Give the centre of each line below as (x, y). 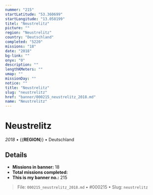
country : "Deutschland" (30, 38)
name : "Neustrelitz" (26, 102)
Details (16, 155)
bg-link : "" (17, 56)
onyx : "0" (15, 60)
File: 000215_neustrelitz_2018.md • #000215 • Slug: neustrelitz (82, 187)
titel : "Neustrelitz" (27, 23)
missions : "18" (21, 46)
